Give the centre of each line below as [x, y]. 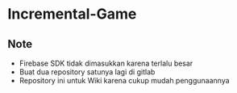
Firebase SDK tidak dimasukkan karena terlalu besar [106, 63]
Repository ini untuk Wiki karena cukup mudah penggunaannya [125, 80]
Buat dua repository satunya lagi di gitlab [87, 72]
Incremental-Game [72, 14]
